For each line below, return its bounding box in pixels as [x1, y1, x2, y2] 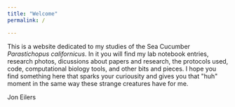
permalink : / [7, 17, 46, 24]
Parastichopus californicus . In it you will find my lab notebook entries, [7, 50, 209, 58]
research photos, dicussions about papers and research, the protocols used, [7, 57, 229, 65]
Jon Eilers [7, 92, 36, 101]
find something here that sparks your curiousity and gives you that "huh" [7, 71, 218, 80]
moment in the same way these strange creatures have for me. [7, 79, 189, 87]
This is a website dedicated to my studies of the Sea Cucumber [7, 42, 191, 50]
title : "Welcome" [7, 10, 58, 17]
